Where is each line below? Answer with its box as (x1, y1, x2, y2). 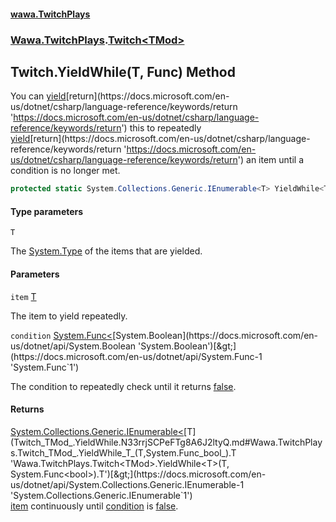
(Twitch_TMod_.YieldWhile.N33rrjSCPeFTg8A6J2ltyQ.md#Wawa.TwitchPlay (10, 436, 323, 448)
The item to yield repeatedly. (10, 310, 128, 322)
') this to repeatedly (121, 122, 202, 134)
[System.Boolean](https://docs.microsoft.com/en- (112, 329, 319, 341)
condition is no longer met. (10, 165, 121, 177)
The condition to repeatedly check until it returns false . (10, 380, 237, 392)
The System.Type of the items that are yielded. (10, 245, 203, 257)
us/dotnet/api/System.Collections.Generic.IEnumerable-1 (10, 478, 245, 490)
